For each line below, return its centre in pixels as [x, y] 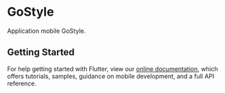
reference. [22, 83]
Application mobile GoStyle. [46, 31]
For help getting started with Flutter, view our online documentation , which [113, 68]
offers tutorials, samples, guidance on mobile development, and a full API [111, 76]
